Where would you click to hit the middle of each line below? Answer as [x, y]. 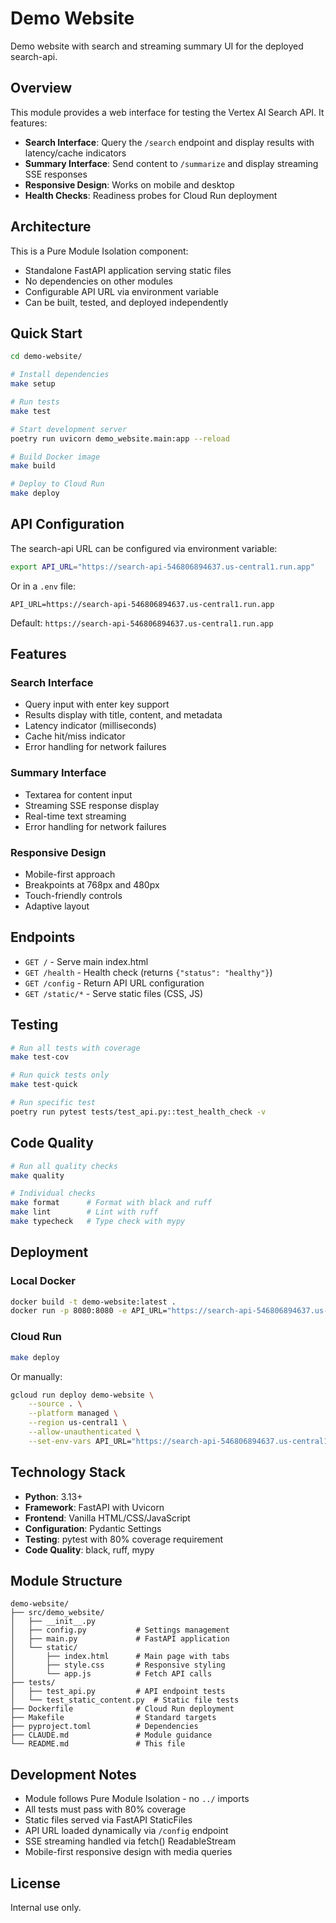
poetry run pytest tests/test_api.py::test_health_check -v [138, 1112]
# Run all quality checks [64, 1166]
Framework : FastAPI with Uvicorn [94, 1507]
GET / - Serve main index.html [86, 961]
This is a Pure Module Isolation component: [99, 251]
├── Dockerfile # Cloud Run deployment [122, 1709]
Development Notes [73, 1774]
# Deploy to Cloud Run [57, 484]
